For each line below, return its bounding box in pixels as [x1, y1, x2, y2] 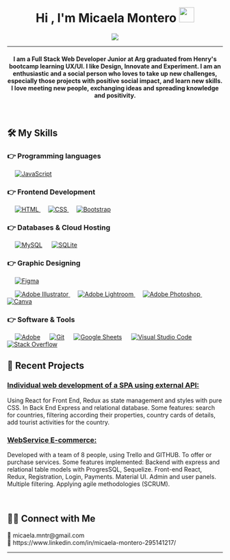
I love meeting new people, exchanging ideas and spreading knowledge [11, 84, 219, 92]
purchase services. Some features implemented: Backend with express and [7, 458, 220, 466]
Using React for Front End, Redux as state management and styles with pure [7, 396, 222, 404]
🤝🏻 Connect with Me [7, 513, 96, 524]
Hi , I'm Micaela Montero [35, 10, 177, 26]
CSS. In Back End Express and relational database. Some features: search [7, 403, 216, 411]
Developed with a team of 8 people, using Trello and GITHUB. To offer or [7, 451, 212, 459]
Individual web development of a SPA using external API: [7, 380, 200, 390]
